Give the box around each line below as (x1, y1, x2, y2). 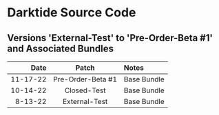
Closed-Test (64, 86, 106, 95)
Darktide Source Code (7, 5, 136, 21)
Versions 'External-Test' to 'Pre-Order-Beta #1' (7, 32, 213, 44)
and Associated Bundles (7, 42, 114, 54)
